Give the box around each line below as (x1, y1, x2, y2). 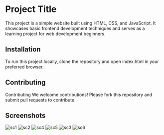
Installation (5, 45, 41, 53)
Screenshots (5, 111, 46, 119)
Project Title (5, 3, 57, 15)
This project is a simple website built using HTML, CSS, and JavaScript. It (5, 20, 156, 26)
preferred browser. (5, 63, 44, 69)
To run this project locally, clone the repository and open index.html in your (5, 58, 160, 64)
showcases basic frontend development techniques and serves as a (5, 25, 145, 31)
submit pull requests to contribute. (5, 96, 76, 103)
